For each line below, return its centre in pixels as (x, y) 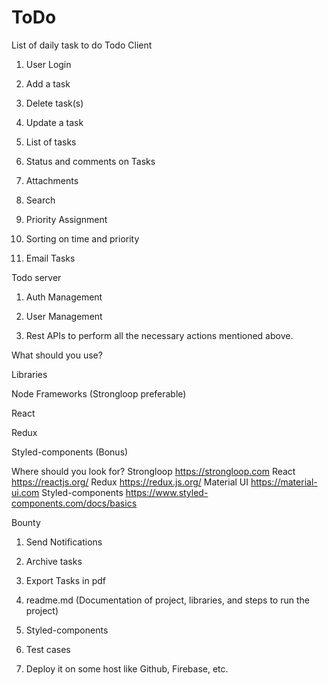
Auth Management (64, 297)
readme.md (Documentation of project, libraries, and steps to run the (167, 600)
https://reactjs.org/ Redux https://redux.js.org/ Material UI (130, 482)
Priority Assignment (66, 219)
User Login (48, 64)
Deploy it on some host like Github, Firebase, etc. (127, 668)
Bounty (26, 522)
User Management (64, 316)
